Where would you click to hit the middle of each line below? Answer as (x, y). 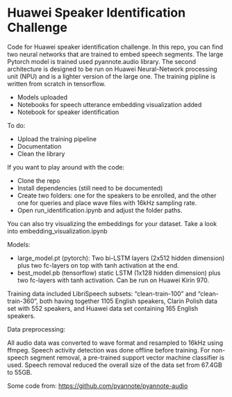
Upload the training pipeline (57, 139)
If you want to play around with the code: (66, 167)
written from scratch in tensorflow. (57, 83)
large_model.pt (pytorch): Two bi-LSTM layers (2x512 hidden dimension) (121, 258)
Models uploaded (42, 97)
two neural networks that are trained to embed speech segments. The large (115, 54)
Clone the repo (39, 180)
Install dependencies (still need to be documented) (90, 188)
